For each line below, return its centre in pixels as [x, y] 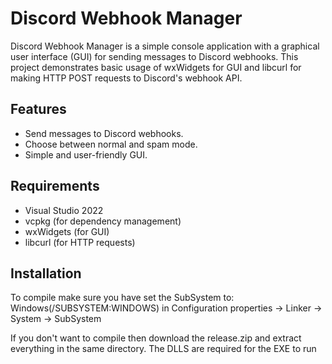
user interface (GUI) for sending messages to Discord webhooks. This [154, 56]
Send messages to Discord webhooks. [104, 133]
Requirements [55, 186]
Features [38, 109]
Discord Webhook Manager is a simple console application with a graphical [165, 46]
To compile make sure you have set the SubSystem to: [122, 298]
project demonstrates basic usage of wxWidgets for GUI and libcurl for [156, 67]
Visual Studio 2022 [64, 210]
